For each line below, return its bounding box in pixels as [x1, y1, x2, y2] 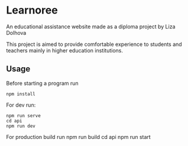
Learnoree [6, 4, 58, 17]
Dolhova [6, 29, 27, 36]
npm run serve [6, 112, 41, 118]
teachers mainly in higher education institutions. [6, 47, 123, 54]
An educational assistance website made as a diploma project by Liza [6, 23, 176, 30]
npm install [6, 91, 35, 97]
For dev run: [6, 101, 36, 108]
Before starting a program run [6, 79, 79, 87]
